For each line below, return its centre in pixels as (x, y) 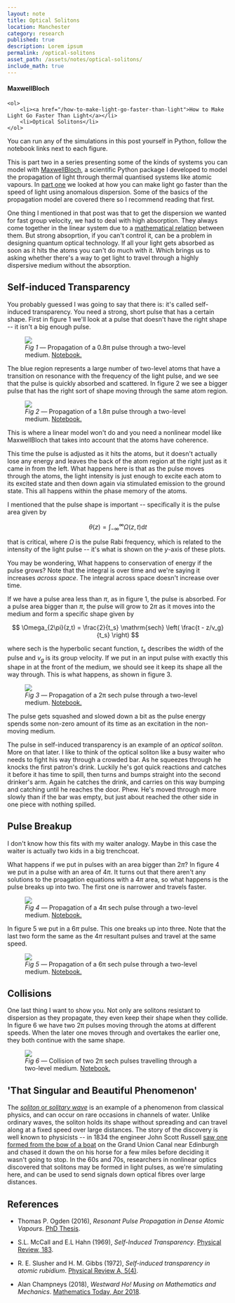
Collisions (29, 994)
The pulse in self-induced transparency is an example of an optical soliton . (115, 745)
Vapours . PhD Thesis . (49, 1228)
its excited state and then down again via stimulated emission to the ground (116, 483)
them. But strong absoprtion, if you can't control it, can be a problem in (110, 235)
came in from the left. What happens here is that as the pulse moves (106, 469)
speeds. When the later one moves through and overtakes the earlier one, (114, 1033)
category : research (36, 33)
